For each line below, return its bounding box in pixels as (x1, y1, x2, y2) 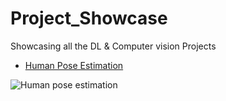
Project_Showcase (10, 7, 168, 30)
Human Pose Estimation (24, 59, 124, 71)
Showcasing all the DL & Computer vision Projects (10, 40, 217, 52)
